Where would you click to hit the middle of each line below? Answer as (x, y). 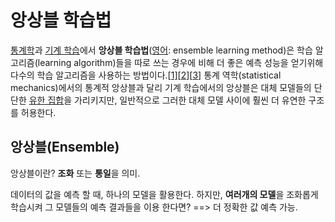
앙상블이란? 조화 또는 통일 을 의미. (75, 173)
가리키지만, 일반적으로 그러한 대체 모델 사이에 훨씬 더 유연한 (190, 100)
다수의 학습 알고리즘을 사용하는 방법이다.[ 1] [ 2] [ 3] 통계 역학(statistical (146, 75)
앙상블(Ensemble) (65, 147)
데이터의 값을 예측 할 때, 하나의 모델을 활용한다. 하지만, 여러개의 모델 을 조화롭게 (164, 194)
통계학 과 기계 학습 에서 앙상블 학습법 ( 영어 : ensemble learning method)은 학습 (161, 50)
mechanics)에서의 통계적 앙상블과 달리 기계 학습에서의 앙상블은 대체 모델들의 (161, 87)
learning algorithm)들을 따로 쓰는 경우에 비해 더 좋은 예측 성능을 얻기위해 (180, 62)
